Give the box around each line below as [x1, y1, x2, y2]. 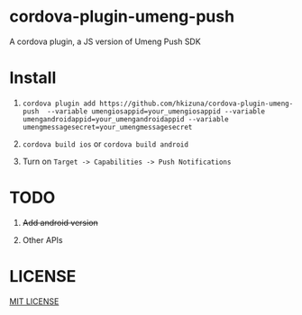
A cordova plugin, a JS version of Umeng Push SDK [9, 36, 201, 47]
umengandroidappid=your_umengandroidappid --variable [22, 114, 229, 123]
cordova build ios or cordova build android [22, 138, 189, 149]
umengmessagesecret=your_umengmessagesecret [22, 122, 193, 131]
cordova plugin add [22, 99, 96, 108]
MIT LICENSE [9, 295, 59, 307]
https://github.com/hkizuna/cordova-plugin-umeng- [98, 99, 294, 108]
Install [9, 67, 57, 88]
